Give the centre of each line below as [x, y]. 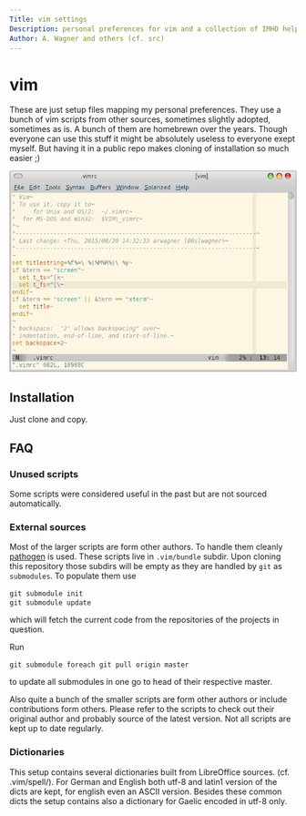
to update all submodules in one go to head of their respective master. [141, 682]
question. [27, 629]
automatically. [36, 503]
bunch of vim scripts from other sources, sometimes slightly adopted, [140, 119]
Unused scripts [44, 474]
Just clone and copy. [49, 420]
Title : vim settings [49, 19]
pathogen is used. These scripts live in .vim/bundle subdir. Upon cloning [145, 556]
